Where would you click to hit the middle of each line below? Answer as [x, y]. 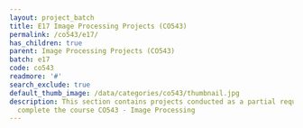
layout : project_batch [52, 18]
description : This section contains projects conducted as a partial [143, 101]
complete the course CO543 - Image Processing [106, 110]
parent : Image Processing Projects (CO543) [92, 51]
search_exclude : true [50, 85]
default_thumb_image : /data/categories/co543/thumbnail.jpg [125, 93]
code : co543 [32, 69]
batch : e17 [30, 59]
